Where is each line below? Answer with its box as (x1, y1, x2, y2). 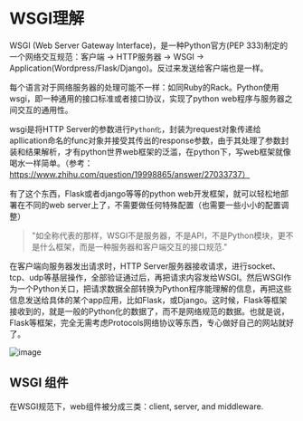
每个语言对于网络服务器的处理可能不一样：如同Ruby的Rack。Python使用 (9, 81, 279, 92)
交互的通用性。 (16, 104, 73, 115)
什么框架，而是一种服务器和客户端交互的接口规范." (39, 241, 228, 252)
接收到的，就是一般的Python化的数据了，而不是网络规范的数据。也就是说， (9, 305, 289, 317)
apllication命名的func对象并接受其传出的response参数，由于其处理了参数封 (9, 135, 289, 146)
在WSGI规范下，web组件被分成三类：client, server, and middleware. (9, 400, 264, 412)
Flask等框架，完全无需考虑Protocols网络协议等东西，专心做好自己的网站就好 (9, 317, 294, 328)
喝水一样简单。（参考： (9, 158, 93, 168)
